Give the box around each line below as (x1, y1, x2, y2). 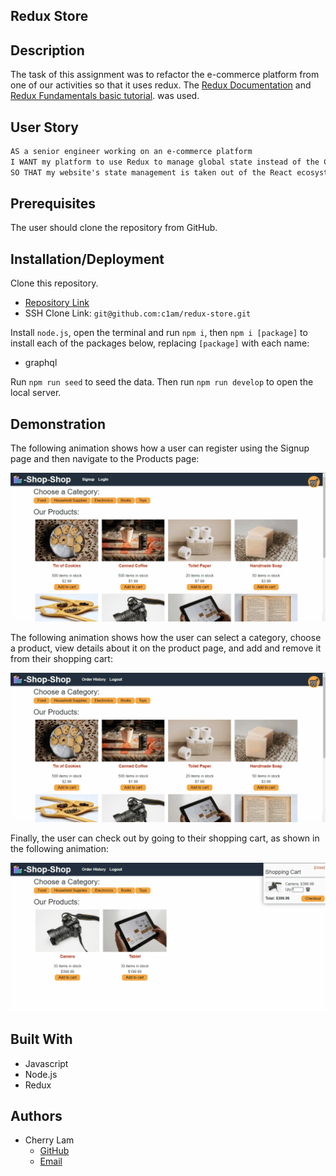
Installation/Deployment (10, 250, 165, 268)
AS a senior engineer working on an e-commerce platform (10, 147, 253, 157)
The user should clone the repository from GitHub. (10, 222, 218, 234)
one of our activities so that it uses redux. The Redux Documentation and (10, 79, 312, 91)
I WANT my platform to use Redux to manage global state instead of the (10, 157, 320, 167)
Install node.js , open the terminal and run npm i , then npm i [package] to (10, 327, 308, 339)
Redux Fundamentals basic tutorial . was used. (10, 90, 200, 102)
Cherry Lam (24, 1134, 75, 1146)
